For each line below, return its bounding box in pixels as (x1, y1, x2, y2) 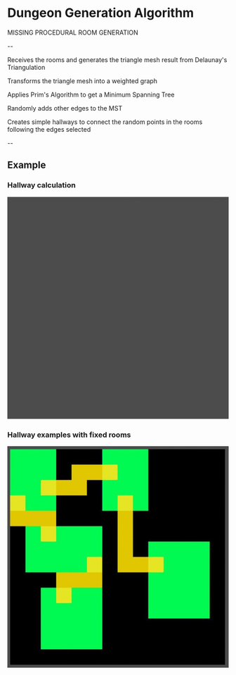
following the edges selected (7, 125, 91, 133)
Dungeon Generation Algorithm (7, 5, 195, 21)
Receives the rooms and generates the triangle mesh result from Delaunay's (7, 55, 228, 64)
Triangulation (7, 63, 46, 71)
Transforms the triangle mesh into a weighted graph (7, 76, 158, 85)
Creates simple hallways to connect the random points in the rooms (7, 118, 203, 126)
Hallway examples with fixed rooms (7, 430, 131, 440)
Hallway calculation (7, 180, 76, 190)
